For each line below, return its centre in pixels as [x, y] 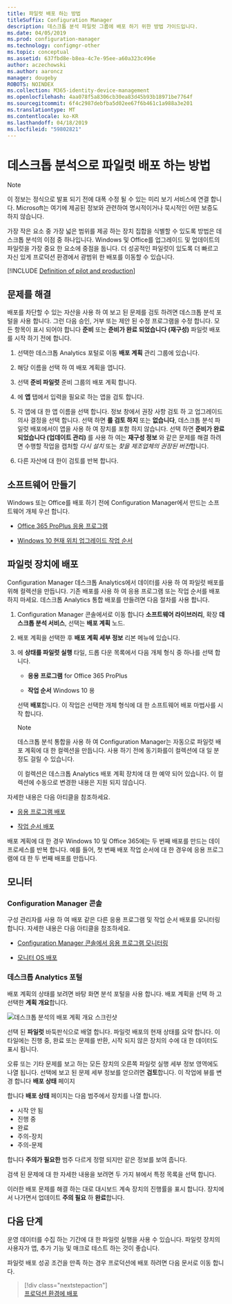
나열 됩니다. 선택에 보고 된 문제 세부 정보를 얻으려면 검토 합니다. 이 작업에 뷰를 [111, 1072]
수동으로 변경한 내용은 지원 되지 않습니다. [91, 782]
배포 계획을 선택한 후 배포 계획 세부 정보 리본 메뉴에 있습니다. [99, 637]
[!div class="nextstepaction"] [66, 1285]
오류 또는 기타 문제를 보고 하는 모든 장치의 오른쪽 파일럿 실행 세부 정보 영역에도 [113, 1064]
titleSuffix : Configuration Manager [60, 20]
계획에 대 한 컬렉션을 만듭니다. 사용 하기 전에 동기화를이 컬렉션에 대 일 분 [122, 750]
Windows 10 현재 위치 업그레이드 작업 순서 [75, 540]
